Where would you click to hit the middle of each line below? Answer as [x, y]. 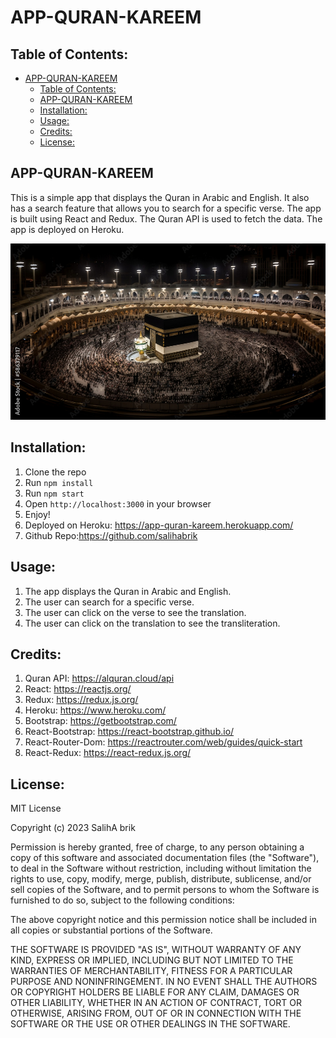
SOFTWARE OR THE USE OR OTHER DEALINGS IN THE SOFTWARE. [150, 1024]
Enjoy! [37, 514]
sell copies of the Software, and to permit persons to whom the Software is [165, 890]
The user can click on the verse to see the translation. [135, 612]
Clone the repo [55, 472]
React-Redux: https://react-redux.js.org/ [108, 753]
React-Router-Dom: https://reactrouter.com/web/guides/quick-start [163, 742]
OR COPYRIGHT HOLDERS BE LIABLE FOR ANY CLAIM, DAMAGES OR [155, 992]
